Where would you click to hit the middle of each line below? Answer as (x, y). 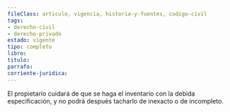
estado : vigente (31, 40)
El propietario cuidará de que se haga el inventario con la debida (101, 94)
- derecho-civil (31, 27)
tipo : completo (30, 47)
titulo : (19, 60)
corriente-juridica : (38, 73)
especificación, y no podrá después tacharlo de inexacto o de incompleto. (116, 101)
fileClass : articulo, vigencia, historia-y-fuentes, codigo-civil (107, 14)
